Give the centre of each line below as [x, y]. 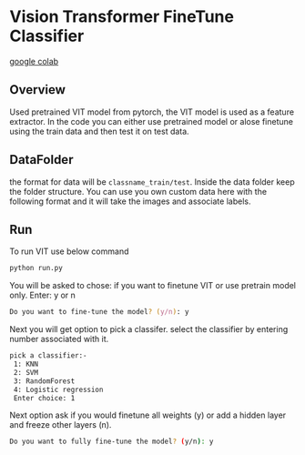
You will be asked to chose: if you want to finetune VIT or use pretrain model [153, 286]
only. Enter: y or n [42, 295]
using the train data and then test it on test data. [99, 131]
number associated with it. [59, 339]
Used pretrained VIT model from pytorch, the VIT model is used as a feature [152, 112]
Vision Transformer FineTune [122, 17]
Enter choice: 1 [44, 398]
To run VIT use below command [69, 251]
